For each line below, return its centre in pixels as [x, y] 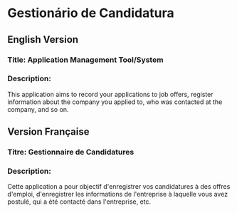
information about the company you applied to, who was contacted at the [115, 102]
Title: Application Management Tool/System [85, 60]
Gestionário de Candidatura [91, 13]
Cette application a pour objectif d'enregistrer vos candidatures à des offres [119, 187]
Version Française [48, 132]
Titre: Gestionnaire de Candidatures [71, 152]
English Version [43, 40]
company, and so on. [38, 109]
